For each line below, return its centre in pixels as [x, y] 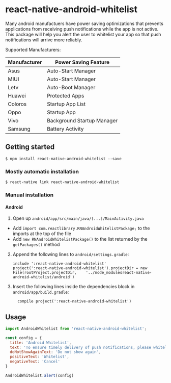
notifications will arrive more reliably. [44, 40]
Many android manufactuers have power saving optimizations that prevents [84, 23]
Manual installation [30, 195]
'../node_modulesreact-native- [119, 273]
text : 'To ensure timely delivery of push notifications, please [81, 347]
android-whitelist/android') [44, 277]
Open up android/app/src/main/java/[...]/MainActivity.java [78, 218]
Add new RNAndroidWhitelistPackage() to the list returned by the [80, 239]
